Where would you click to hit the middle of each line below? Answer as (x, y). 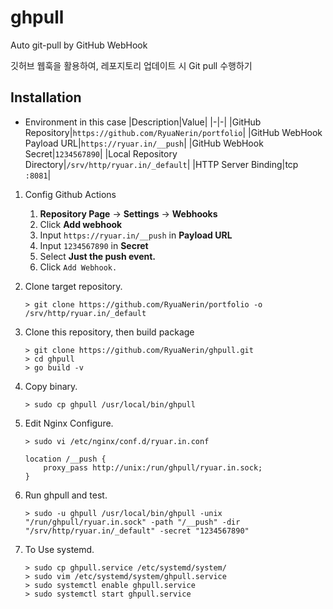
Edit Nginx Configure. (69, 423)
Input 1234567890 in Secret (94, 245)
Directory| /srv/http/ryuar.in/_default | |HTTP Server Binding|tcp (161, 164)
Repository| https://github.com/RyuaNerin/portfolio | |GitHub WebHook (173, 132)
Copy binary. (51, 386)
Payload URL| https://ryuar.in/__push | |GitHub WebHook (144, 143)
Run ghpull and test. (66, 495)
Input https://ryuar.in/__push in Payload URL (136, 235)
